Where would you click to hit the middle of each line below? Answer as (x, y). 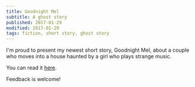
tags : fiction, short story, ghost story (58, 34)
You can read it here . (32, 68)
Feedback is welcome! (33, 79)
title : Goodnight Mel (33, 11)
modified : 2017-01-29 (33, 28)
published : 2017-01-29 (34, 22)
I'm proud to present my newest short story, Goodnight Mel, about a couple (98, 50)
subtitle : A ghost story (37, 17)
